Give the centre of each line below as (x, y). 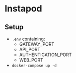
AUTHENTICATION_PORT (45, 55)
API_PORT (30, 49)
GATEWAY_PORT (37, 44)
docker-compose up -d (34, 66)
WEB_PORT (31, 60)
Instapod (24, 9)
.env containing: (28, 39)
